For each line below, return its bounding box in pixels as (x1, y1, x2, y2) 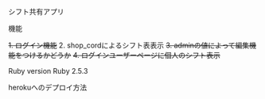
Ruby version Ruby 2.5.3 (8, 67, 88, 75)
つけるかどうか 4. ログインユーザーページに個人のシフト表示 (21, 51, 220, 59)
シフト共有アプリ (8, 7, 64, 16)
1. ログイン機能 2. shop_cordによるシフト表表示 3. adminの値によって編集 (8, 40, 250, 50)
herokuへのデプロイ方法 (8, 82, 88, 92)
